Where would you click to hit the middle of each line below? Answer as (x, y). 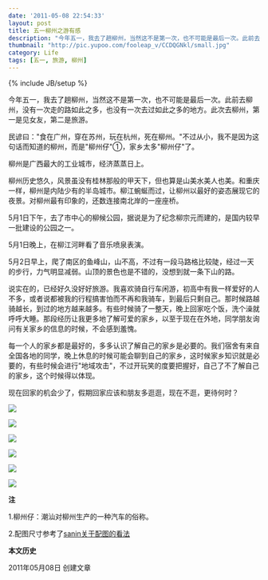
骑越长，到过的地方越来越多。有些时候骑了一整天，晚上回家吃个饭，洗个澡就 (134, 308)
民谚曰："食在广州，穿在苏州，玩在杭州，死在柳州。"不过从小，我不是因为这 (134, 136)
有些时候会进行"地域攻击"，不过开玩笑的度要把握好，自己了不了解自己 (144, 366)
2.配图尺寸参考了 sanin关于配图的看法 (69, 534)
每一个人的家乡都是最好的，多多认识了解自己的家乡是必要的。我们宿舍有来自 (134, 346)
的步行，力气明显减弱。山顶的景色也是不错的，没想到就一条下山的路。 (124, 271)
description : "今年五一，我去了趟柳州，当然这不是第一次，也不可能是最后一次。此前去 (134, 38)
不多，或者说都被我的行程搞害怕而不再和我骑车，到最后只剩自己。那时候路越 (134, 298)
